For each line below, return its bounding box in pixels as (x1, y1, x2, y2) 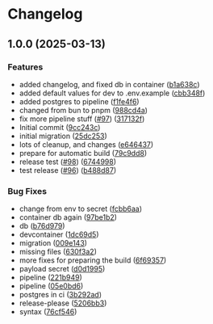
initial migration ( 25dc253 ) (19, 131, 108, 141)
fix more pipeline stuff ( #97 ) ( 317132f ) (19, 114, 145, 124)
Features (7, 61, 44, 73)
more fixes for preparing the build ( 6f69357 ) (19, 255, 167, 265)
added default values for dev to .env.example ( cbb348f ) (19, 88, 206, 98)
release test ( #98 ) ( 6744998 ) (19, 157, 117, 166)
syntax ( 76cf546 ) (19, 307, 77, 317)
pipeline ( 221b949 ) (19, 272, 82, 283)
